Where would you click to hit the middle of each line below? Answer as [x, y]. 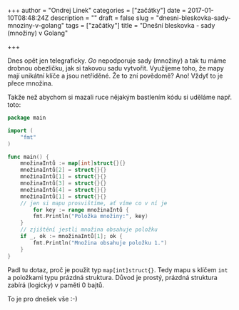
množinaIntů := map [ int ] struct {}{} [73, 163]
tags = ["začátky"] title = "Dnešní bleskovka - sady [140, 25]
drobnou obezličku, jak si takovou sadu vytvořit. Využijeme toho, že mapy [116, 68]
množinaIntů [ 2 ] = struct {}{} [63, 170]
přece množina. [30, 83]
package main [27, 118]
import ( [20, 130]
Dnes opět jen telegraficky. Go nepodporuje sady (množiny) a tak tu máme [117, 61]
